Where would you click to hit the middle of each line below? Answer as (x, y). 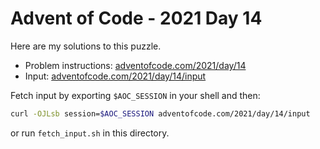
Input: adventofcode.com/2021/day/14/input (115, 76)
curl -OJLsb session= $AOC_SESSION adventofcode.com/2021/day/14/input (160, 113)
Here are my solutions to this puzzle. (86, 46)
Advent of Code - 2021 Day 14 (136, 18)
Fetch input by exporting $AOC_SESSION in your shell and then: (135, 95)
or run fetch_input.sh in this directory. (90, 133)
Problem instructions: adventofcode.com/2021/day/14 (135, 65)
